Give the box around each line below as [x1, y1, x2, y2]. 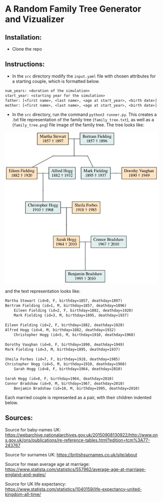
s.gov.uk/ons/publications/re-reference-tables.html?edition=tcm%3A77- [5, 437, 150, 443]
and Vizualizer [5, 14, 65, 25]
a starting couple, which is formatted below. [12, 78, 100, 84]
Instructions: [5, 60, 45, 69]
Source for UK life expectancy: [5, 481, 66, 487]
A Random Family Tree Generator [5, 3, 142, 15]
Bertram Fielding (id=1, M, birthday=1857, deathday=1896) [5, 303, 127, 308]
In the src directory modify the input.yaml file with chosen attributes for [12, 73, 156, 79]
